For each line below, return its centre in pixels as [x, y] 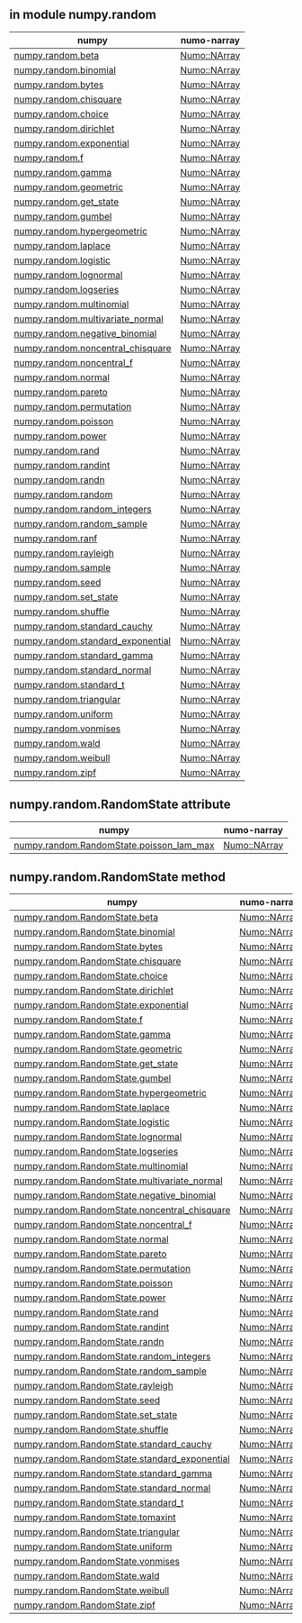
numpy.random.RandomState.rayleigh [93, 1386]
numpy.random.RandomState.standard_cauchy [113, 1445]
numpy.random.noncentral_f [73, 362]
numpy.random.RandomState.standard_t [99, 1503]
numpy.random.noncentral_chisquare [93, 348]
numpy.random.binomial [65, 69]
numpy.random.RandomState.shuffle [91, 1429]
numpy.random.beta [57, 55]
